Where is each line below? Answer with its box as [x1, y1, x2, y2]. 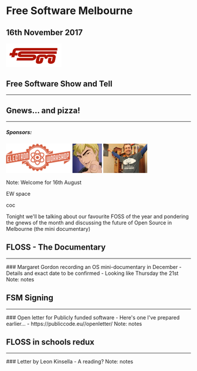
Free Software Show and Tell [6, 79, 113, 89]
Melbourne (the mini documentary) [6, 226, 91, 232]
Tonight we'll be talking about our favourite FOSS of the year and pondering [6, 213, 189, 220]
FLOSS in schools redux [6, 337, 95, 347]
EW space [6, 190, 31, 197]
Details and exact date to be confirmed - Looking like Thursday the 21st [6, 270, 179, 277]
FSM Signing [6, 293, 54, 303]
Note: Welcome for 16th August [6, 179, 82, 186]
